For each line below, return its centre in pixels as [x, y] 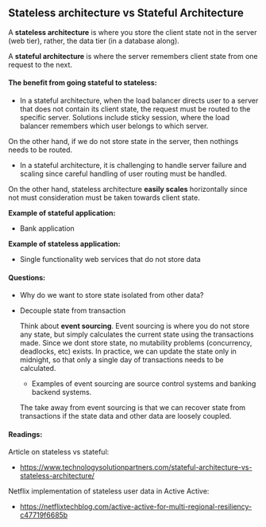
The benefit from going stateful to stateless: [83, 83]
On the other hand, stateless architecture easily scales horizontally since [128, 189]
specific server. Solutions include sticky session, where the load [125, 118]
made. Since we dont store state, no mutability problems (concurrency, [136, 343]
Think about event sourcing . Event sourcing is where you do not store [135, 326]
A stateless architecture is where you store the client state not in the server [133, 32]
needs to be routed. [40, 150]
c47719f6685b [44, 515]
